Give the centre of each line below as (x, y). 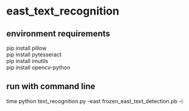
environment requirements (59, 34)
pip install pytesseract (34, 55)
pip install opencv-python (38, 67)
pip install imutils (27, 61)
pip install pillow (27, 48)
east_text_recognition (63, 11)
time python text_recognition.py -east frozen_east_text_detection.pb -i (94, 101)
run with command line (51, 86)
